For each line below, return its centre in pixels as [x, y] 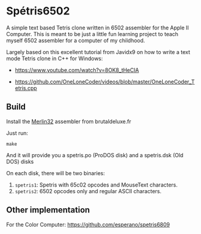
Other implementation [48, 210]
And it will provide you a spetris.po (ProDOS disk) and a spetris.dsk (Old [95, 155]
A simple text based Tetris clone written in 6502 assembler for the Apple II [98, 28]
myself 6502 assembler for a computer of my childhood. [76, 40]
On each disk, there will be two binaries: [56, 173]
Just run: [17, 133]
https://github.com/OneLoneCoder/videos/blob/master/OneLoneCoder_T [105, 82]
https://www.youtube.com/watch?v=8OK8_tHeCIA [77, 70]
